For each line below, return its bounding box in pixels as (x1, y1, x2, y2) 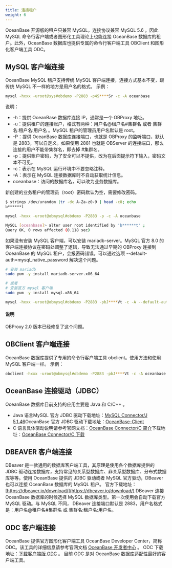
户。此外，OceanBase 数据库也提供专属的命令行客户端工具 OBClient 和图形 (5, 39, 164, 46)
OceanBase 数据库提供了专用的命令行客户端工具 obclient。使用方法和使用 (5, 354, 161, 361)
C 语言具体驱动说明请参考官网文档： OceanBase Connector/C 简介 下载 (12, 425, 161, 431)
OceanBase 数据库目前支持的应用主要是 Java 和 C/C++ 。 (5, 401, 127, 407)
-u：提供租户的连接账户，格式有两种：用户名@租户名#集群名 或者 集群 (12, 121, 162, 127)
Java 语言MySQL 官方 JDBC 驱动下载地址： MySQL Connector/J (12, 412, 147, 418)
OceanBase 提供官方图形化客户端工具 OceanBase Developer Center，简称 (5, 538, 162, 544)
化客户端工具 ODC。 (5, 46, 48, 52)
